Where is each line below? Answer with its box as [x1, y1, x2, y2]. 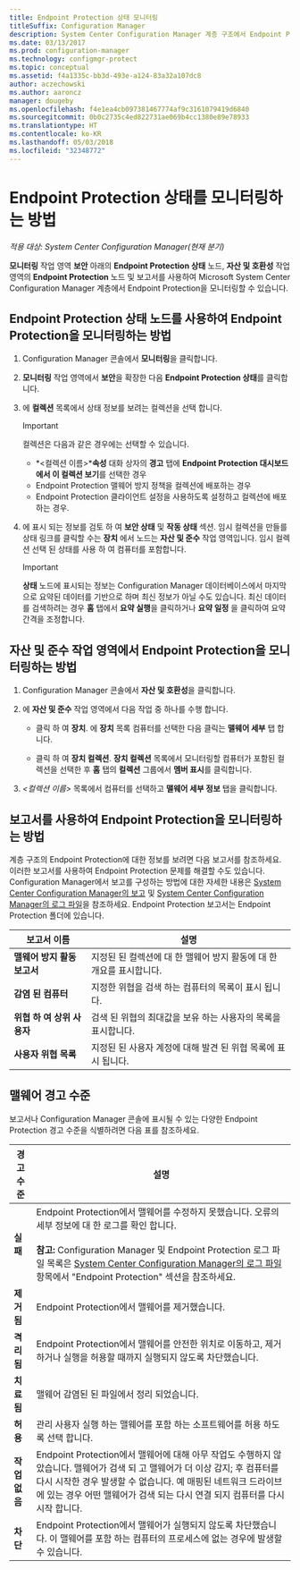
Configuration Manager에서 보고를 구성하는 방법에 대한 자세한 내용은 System [9, 877, 281, 887]
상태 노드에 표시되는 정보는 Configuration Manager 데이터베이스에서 [21, 581, 263, 591]
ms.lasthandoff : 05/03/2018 [9, 138, 114, 147]
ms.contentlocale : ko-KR [9, 130, 102, 139]
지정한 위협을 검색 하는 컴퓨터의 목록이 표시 [90, 981, 262, 993]
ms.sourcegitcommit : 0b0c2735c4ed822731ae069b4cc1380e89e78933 [9, 113, 250, 122]
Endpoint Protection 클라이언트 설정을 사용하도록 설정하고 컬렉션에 [35, 491, 271, 502]
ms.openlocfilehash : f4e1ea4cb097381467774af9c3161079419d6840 [9, 105, 250, 114]
